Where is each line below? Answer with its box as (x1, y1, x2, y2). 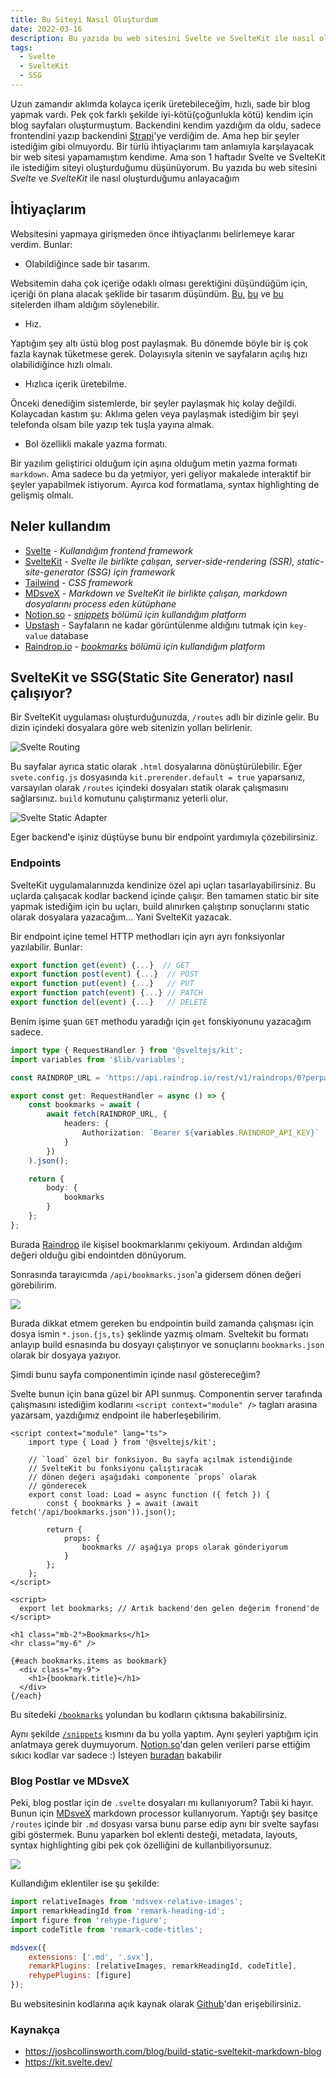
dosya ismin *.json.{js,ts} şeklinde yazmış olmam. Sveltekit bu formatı (10, 1327, 309, 1340)
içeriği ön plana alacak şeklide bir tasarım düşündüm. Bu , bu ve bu (10, 287, 284, 300)
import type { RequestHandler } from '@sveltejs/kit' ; (10, 1045, 244, 1055)
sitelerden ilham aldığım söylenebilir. (10, 298, 160, 310)
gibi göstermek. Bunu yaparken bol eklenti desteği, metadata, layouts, (10, 1829, 298, 1841)
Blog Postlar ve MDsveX (10, 1774, 130, 1788)
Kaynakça (10, 2022, 60, 2036)
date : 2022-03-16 (10, 24, 83, 34)
